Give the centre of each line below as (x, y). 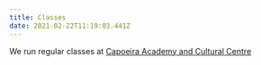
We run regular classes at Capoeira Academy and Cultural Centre (130, 51)
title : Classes (38, 17)
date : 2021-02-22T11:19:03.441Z (70, 26)
